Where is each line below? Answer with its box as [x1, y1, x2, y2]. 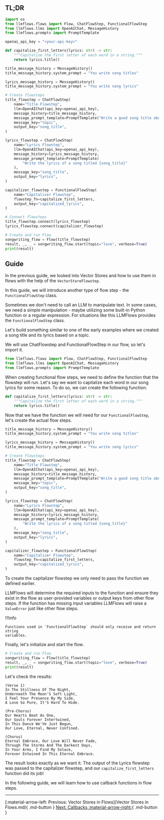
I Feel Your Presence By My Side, [5, 696, 76, 701]
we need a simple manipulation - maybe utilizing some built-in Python [5, 307, 145, 313]
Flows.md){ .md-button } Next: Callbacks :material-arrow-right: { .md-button [5, 804, 158, 810]
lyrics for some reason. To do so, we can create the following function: [5, 385, 147, 390]
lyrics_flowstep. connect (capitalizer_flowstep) [5, 224, 104, 229]
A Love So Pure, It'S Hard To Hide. [5, 700, 80, 705]
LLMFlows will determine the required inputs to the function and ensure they [5, 590, 159, 596]
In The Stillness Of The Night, [5, 687, 71, 692]
